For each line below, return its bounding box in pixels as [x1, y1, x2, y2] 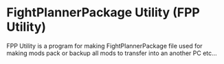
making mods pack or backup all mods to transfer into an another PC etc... [6, 49, 217, 57]
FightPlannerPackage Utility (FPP [6, 5, 200, 20]
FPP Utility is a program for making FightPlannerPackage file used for [6, 42, 203, 50]
